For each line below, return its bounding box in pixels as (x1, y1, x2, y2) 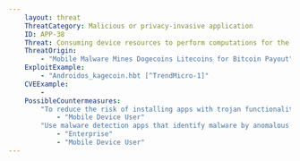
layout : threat (24, 13, 81, 22)
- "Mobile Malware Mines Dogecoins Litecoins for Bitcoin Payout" (40, 55, 294, 64)
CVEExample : (24, 80, 69, 89)
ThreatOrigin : (24, 47, 77, 55)
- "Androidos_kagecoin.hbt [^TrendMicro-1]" (40, 72, 210, 80)
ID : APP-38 (24, 30, 65, 38)
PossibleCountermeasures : (24, 96, 122, 106)
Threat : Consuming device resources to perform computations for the (24, 38, 290, 47)
